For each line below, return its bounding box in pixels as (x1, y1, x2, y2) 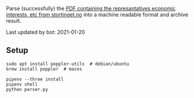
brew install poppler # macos (6, 66, 82, 72)
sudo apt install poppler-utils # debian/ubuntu (6, 61, 130, 66)
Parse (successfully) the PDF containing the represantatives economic (6, 5, 176, 12)
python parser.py (6, 86, 49, 92)
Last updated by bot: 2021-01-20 (6, 29, 85, 36)
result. (6, 17, 22, 24)
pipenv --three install (6, 76, 64, 82)
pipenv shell (6, 81, 38, 87)
